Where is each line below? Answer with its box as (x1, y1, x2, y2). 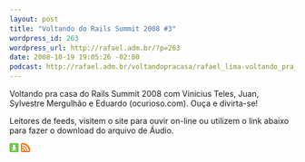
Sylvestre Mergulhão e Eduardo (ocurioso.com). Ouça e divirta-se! (9, 98, 259, 109)
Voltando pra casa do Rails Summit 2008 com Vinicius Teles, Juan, (9, 89, 260, 99)
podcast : (9, 62, 43, 71)
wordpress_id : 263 (9, 33, 79, 43)
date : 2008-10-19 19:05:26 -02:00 (9, 52, 141, 62)
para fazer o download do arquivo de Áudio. (9, 125, 174, 136)
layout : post (9, 14, 59, 24)
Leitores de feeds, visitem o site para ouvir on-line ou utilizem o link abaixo (9, 116, 290, 126)
